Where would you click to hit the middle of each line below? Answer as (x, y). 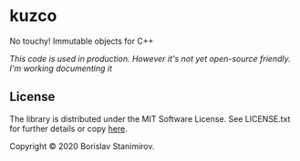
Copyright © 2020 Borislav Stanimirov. (82, 146)
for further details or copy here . (68, 128)
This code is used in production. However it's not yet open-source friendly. (150, 58)
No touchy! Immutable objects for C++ (82, 41)
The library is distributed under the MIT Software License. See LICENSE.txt (150, 118)
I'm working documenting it (61, 68)
